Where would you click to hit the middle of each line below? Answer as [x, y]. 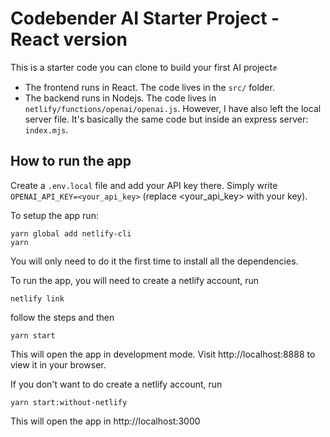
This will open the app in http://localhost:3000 [105, 421]
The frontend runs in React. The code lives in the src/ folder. [149, 87]
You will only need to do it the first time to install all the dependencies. [154, 261]
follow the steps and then [62, 317]
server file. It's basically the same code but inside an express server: [166, 119]
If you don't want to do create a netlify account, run [116, 384]
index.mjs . [46, 129]
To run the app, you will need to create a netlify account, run [135, 280]
